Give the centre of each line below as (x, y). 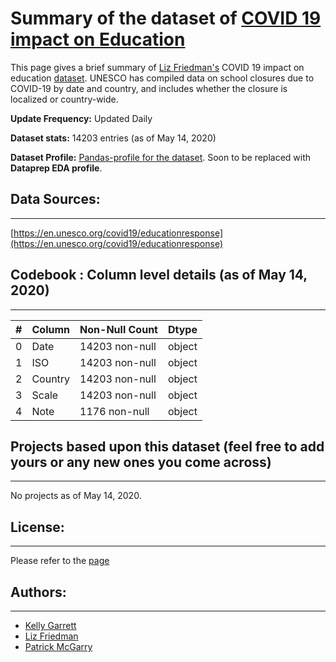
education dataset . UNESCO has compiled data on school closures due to (162, 78)
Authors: (38, 592)
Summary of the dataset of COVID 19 (166, 18)
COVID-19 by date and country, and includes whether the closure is (149, 88)
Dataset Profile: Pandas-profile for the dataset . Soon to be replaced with (161, 157)
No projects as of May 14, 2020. (76, 496)
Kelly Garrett (50, 625)
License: (37, 527)
